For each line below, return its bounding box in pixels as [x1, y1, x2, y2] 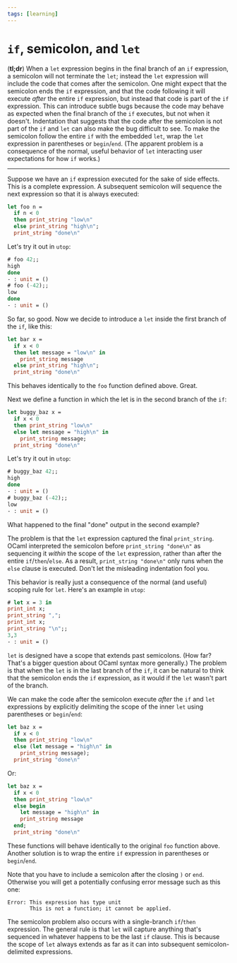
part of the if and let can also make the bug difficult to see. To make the [7, 124, 220, 133]
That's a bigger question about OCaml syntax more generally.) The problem [7, 658, 227, 667]
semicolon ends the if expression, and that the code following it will [7, 86, 206, 95]
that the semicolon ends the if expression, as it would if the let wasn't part [7, 673, 227, 682]
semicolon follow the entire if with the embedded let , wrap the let [7, 131, 204, 140]
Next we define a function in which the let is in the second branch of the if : [7, 395, 227, 403]
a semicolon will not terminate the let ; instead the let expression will [7, 71, 209, 80]
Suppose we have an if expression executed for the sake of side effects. [7, 175, 220, 183]
